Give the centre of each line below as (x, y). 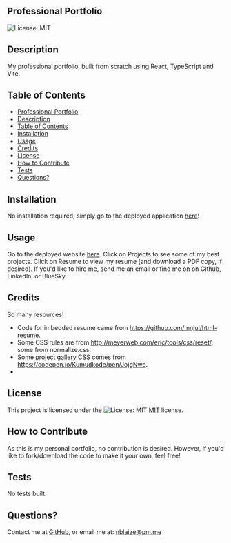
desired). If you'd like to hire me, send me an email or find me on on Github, (114, 269)
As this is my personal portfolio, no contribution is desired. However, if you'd (115, 448)
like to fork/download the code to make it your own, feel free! (94, 455)
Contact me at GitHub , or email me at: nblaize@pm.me (84, 532)
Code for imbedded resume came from (73, 327)
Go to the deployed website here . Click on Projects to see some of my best (113, 254)
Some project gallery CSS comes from (71, 357)
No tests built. (27, 494)
